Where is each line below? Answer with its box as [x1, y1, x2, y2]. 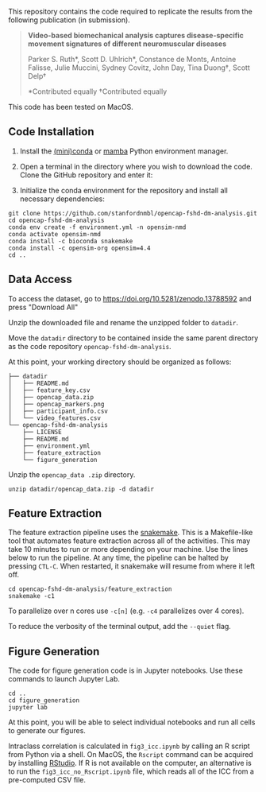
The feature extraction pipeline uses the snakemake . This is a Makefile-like [8, 528, 253, 538]
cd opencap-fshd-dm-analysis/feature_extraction [8, 585, 172, 593]
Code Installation [8, 125, 94, 138]
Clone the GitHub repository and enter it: [19, 170, 153, 180]
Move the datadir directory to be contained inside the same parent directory [8, 333, 259, 343]
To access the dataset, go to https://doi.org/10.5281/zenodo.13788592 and [8, 293, 252, 303]
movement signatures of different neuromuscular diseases [27, 39, 227, 49]
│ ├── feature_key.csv [8, 386, 91, 394]
